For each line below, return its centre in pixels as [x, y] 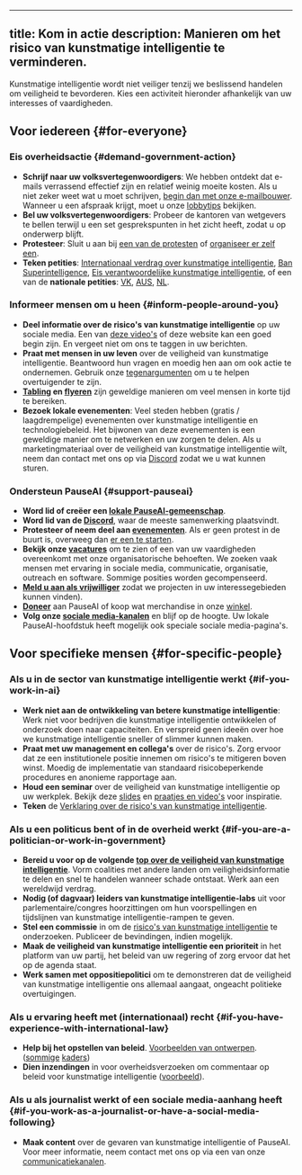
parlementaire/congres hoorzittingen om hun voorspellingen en [140, 908]
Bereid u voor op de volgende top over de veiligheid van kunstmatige [153, 860]
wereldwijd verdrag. [59, 889]
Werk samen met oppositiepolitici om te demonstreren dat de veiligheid [157, 975]
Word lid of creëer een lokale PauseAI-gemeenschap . [124, 511]
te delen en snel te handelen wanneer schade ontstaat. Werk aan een [151, 879]
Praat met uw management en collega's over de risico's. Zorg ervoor [151, 749]
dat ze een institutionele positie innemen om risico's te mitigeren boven [154, 758]
